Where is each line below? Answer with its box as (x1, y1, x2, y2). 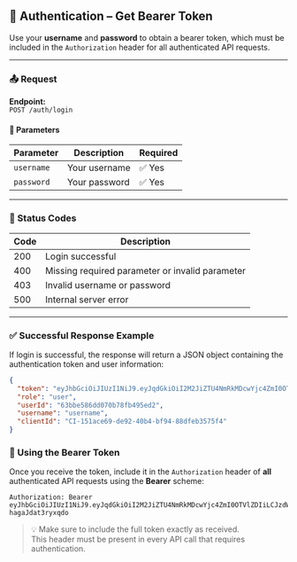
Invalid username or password (45, 278, 171, 291)
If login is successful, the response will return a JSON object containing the (9, 349, 284, 360)
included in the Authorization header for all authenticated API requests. (9, 42, 270, 52)
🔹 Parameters (9, 124, 60, 135)
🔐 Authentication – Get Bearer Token (9, 9, 214, 24)
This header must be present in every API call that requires (30, 534, 246, 545)
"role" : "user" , (17, 392, 77, 402)
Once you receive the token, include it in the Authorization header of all (9, 466, 272, 477)
